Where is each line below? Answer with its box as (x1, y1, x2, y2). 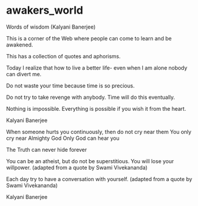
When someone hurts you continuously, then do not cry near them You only (6, 128, 191, 135)
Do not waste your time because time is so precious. (6, 82, 135, 89)
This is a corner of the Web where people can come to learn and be (6, 35, 172, 42)
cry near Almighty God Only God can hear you (6, 135, 120, 142)
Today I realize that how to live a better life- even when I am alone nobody (6, 64, 187, 71)
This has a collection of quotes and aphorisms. (6, 52, 121, 60)
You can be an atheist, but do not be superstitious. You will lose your (6, 157, 174, 164)
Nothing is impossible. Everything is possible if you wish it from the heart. (6, 105, 186, 112)
